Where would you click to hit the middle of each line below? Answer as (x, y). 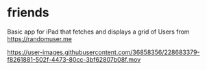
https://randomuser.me (39, 38)
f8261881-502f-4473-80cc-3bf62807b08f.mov (74, 59)
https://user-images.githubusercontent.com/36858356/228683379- (103, 52)
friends (28, 13)
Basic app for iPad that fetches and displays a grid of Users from (98, 32)
